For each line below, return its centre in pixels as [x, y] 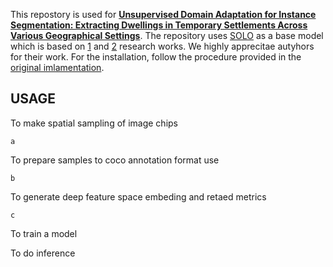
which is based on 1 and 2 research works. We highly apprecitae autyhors [162, 46]
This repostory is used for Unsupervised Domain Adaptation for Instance [163, 14]
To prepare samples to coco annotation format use [115, 160]
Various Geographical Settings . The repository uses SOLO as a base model [167, 35]
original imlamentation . [57, 67]
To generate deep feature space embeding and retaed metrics [138, 196]
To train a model [44, 233]
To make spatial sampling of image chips [94, 123]
